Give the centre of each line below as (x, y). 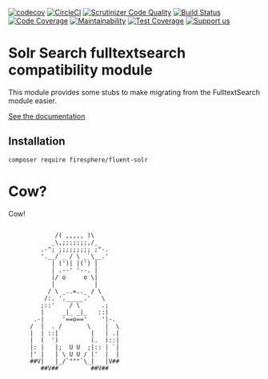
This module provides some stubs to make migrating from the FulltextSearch (134, 92)
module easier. (33, 101)
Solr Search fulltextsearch (97, 53)
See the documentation (47, 116)
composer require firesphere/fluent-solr (78, 160)
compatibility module (81, 70)
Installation (37, 141)
